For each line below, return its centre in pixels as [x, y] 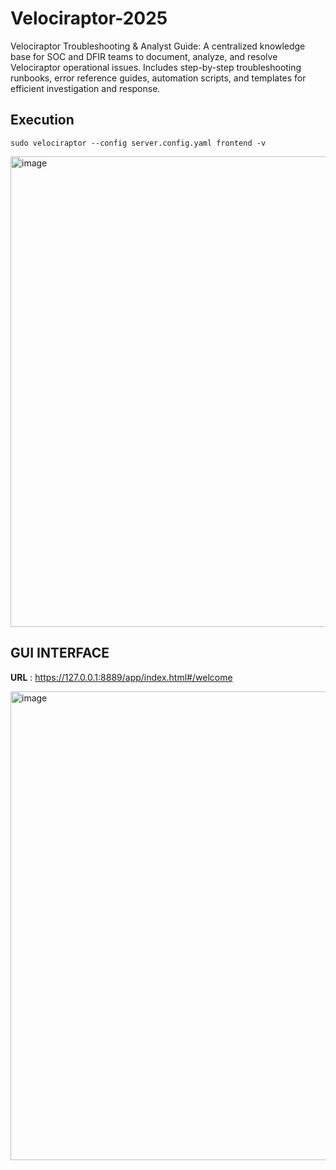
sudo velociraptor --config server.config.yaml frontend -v [138, 143]
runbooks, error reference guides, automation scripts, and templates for [158, 78]
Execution [42, 120]
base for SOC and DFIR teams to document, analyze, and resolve [144, 56]
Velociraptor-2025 [89, 18]
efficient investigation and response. [85, 88]
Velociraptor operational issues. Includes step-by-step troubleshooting [156, 67]
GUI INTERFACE [60, 653]
